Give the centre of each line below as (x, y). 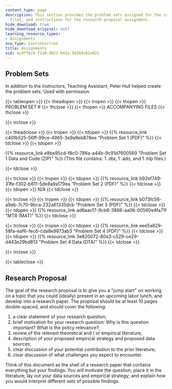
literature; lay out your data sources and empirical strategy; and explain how (85, 376)
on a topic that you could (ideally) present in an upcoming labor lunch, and (84, 296)
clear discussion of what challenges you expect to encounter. (78, 355)
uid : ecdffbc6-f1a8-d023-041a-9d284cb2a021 (52, 53)
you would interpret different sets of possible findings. (62, 381)
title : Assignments (26, 48)
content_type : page (26, 10)
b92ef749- (150, 179)
